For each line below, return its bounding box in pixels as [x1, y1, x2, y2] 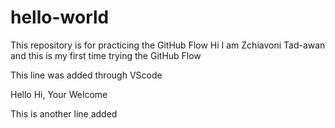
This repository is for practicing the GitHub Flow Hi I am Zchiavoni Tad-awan [10, 39, 326, 51]
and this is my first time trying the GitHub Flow [10, 49, 202, 61]
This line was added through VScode [10, 69, 163, 81]
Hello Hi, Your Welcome [10, 88, 108, 100]
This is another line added [10, 107, 118, 120]
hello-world [10, 6, 110, 29]
